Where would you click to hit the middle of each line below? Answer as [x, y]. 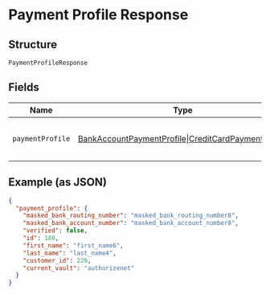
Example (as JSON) [57, 182]
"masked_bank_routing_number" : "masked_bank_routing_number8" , [131, 216]
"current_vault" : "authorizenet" [79, 268]
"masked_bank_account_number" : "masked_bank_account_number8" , [131, 223]
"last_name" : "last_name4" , [70, 253]
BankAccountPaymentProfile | [133, 138]
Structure [33, 45]
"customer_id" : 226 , [57, 260]
